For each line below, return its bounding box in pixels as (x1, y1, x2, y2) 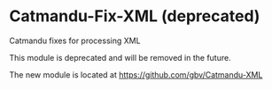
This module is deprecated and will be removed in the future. (9, 52, 232, 63)
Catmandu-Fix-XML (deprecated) (9, 6, 260, 26)
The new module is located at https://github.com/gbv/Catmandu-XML (9, 69, 263, 80)
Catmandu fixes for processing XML (9, 35, 141, 46)
